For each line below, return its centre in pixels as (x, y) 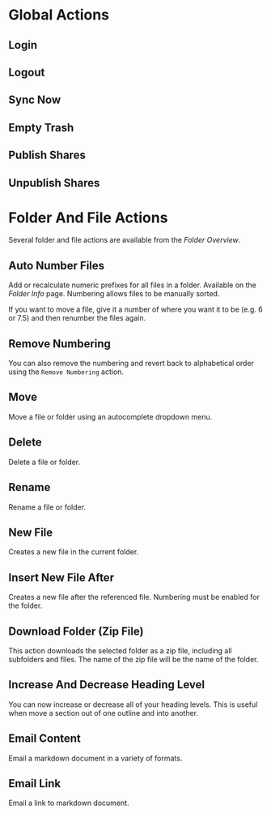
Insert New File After (61, 577)
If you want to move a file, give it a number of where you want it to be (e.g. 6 (135, 309)
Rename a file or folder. (47, 507)
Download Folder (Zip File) (76, 631)
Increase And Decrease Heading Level (106, 685)
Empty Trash (41, 127)
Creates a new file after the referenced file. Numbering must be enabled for (134, 597)
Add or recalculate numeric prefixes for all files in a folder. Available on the (133, 285)
